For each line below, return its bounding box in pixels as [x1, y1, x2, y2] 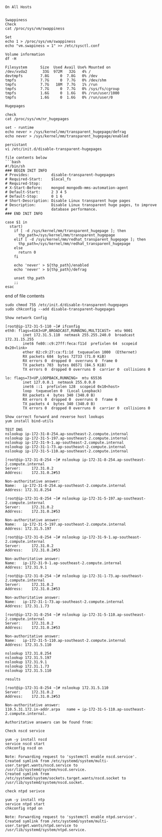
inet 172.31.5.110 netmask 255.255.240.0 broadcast [23, 332, 135, 337]
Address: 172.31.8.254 [5, 487, 52, 492]
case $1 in [5, 220, 27, 225]
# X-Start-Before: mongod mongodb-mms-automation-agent [5, 185, 129, 190]
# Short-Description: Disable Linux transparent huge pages [5, 198, 131, 203]
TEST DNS [5, 427, 23, 432]
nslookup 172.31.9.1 [5, 659, 48, 664]
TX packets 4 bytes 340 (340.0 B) [23, 401, 96, 406]
